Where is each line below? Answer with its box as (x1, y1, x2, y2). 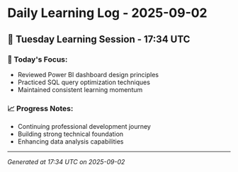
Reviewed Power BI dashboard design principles (17, 70, 159, 79)
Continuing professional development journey (17, 122, 151, 131)
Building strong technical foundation (17, 130, 124, 139)
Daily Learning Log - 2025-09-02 (7, 5, 208, 21)
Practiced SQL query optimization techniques (17, 78, 151, 86)
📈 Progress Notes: (7, 103, 74, 113)
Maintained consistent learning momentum (17, 85, 143, 93)
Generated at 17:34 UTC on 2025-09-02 (7, 158, 125, 166)
